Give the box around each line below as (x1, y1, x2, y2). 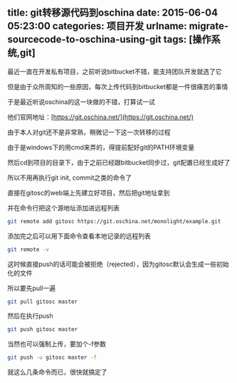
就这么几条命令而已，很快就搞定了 (7, 368, 107, 377)
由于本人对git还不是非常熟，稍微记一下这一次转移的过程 (7, 128, 171, 136)
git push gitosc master (7, 326, 78, 333)
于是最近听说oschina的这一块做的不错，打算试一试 (7, 97, 155, 106)
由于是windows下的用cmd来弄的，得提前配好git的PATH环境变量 (7, 143, 194, 151)
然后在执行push (7, 312, 53, 320)
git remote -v (7, 245, 50, 253)
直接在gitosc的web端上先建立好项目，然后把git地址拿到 (7, 188, 170, 197)
